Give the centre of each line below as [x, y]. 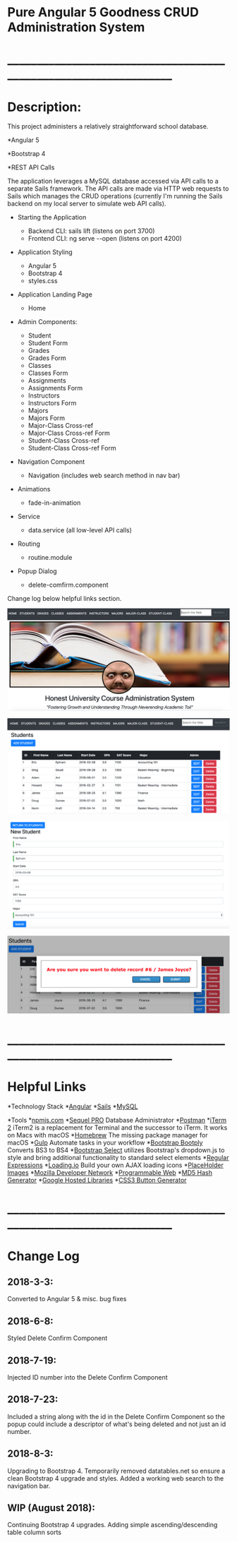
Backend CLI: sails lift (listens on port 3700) [91, 231]
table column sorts [35, 1532]
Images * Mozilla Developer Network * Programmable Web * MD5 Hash [110, 1173]
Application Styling [45, 252]
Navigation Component [51, 462]
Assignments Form [55, 388]
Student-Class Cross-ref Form [72, 448]
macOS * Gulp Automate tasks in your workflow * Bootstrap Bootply [105, 1143]
